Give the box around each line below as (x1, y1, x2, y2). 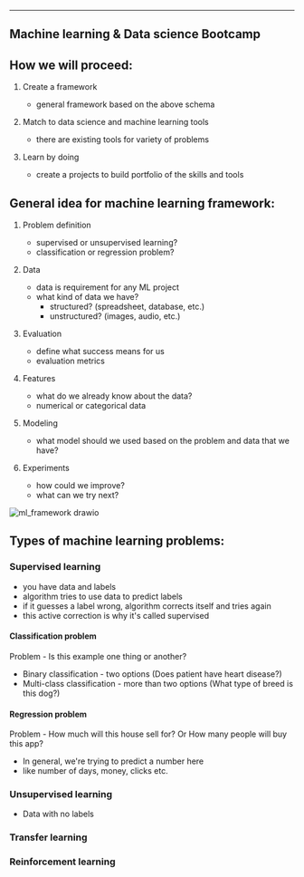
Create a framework (22, 82, 98, 92)
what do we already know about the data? (35, 390, 193, 401)
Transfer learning (9, 831, 88, 843)
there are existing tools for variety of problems (35, 134, 210, 145)
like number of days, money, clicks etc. (22, 766, 169, 776)
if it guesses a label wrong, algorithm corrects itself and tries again (22, 600, 271, 612)
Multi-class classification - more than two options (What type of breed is (22, 678, 294, 689)
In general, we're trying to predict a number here (22, 756, 204, 766)
